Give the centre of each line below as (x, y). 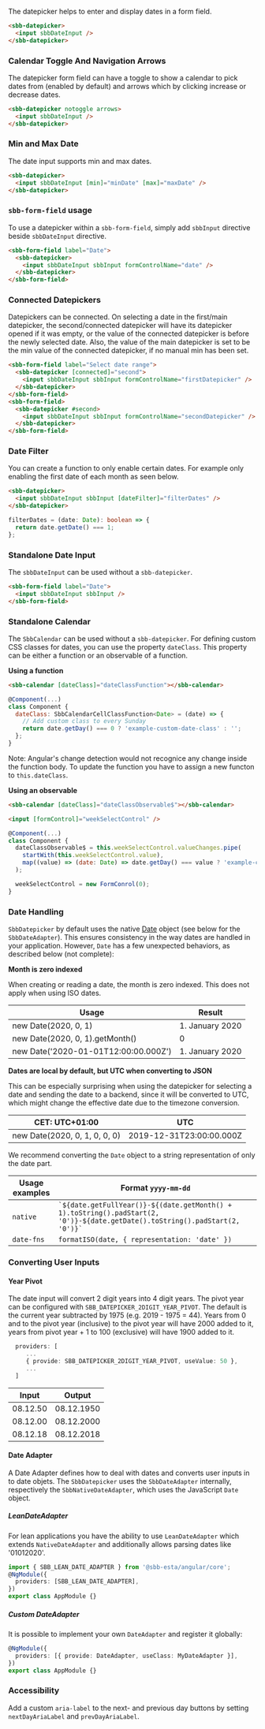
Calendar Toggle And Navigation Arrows (87, 61)
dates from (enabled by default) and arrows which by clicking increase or (127, 86)
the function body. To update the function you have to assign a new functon (131, 766)
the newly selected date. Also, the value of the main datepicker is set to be (129, 342)
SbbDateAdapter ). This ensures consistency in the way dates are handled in (129, 937)
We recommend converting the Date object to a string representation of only (132, 1155)
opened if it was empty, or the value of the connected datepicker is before (129, 334)
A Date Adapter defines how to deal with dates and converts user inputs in (129, 1473)
